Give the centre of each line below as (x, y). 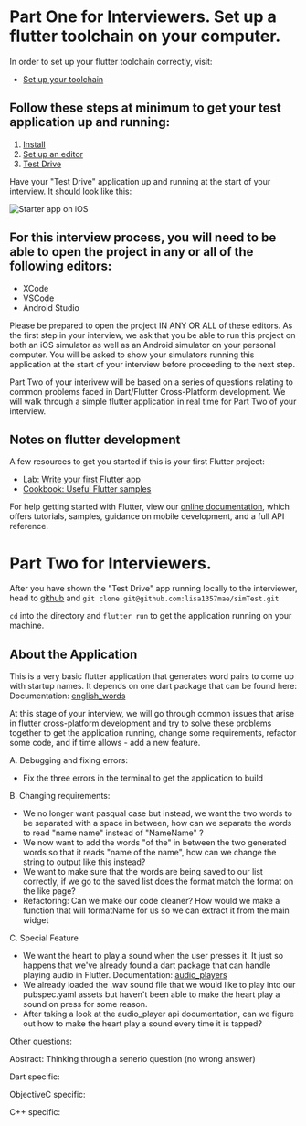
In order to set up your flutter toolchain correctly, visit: (111, 61)
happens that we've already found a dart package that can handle (147, 965)
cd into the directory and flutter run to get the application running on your (151, 616)
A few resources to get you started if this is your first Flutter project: (137, 462)
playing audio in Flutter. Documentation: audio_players (125, 975)
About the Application (74, 654)
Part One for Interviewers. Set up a (143, 17)
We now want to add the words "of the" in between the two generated (154, 843)
